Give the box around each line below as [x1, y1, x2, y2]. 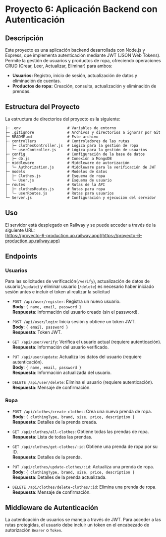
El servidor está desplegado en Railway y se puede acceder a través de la [5, 222, 156, 228]
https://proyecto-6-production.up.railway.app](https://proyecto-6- [6, 232, 142, 238]
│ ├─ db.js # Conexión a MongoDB [5, 156, 112, 161]
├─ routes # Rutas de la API [5, 182, 106, 187]
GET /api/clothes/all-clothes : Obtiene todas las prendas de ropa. [12, 429, 149, 435]
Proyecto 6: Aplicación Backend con [5, 3, 158, 15]
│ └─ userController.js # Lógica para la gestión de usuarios [5, 147, 148, 152]
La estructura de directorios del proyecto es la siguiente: [5, 116, 120, 122]
